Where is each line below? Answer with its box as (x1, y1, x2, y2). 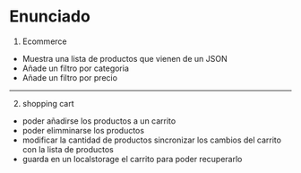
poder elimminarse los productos (21, 125, 145, 135)
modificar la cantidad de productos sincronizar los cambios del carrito (21, 134, 282, 145)
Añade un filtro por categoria (21, 63, 130, 74)
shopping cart (21, 98, 74, 108)
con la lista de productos (21, 143, 114, 154)
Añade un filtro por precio (21, 72, 118, 82)
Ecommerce (21, 36, 67, 47)
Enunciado (9, 6, 91, 27)
